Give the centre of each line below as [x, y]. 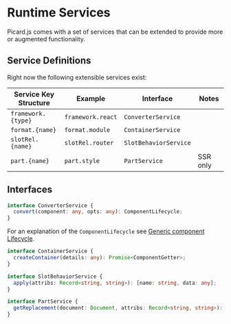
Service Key [34, 94]
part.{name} [30, 161]
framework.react [91, 117]
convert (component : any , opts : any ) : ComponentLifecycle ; [98, 212]
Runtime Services [59, 13]
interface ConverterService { [51, 205]
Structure [34, 102]
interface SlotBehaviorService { [55, 277]
